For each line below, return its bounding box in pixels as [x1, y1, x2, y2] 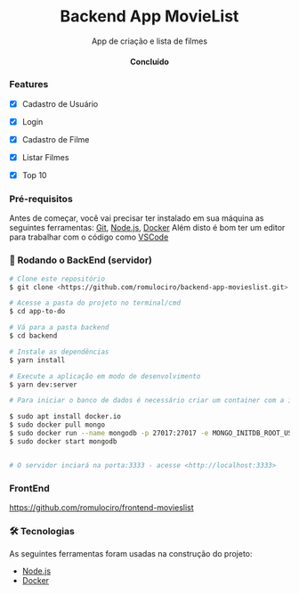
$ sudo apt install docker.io [9, 412, 122, 421]
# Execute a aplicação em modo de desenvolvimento [9, 371, 201, 380]
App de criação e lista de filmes [92, 36, 207, 46]
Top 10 [21, 170, 47, 181]
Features [9, 78, 49, 91]
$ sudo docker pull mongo [9, 420, 105, 429]
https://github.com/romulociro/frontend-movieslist [9, 502, 194, 513]
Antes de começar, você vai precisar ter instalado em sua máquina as [9, 213, 264, 224]
